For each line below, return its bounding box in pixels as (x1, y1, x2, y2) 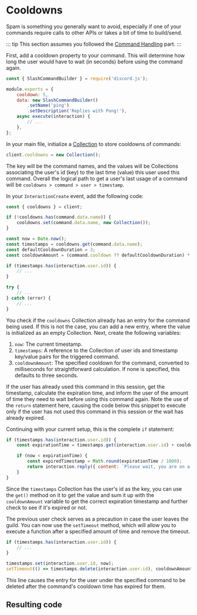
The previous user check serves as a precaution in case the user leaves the (6, 515, 189, 522)
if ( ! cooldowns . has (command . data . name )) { (6, 215, 111, 220)
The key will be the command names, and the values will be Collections (6, 162, 179, 169)
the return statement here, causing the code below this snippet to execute (6, 402, 186, 409)
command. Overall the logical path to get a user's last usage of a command (6, 175, 188, 182)
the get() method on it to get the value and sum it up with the (6, 491, 154, 498)
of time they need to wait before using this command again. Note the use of (6, 395, 189, 402)
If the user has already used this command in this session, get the (6, 383, 165, 390)
